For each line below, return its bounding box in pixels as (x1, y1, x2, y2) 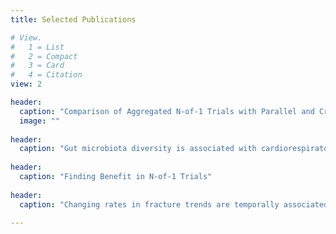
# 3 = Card (10, 61, 65, 71)
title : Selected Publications (10, 14, 137, 25)
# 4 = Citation (10, 70, 83, 80)
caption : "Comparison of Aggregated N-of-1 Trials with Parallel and (19, 106, 315, 116)
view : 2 (10, 79, 43, 90)
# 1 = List (10, 42, 65, 52)
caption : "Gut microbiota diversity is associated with (19, 144, 257, 154)
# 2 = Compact (10, 51, 78, 61)
